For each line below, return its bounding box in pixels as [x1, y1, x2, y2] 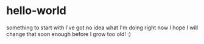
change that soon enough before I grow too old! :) [6, 30, 132, 37]
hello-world [6, 4, 67, 18]
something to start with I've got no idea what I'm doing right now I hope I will [6, 24, 199, 31]
